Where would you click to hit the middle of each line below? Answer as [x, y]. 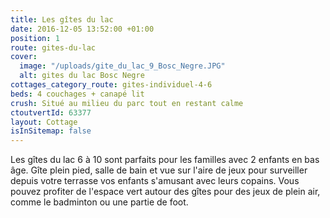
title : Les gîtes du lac [62, 19]
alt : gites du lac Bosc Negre [82, 76]
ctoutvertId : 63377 [51, 112]
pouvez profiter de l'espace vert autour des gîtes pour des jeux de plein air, [165, 192]
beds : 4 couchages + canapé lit [77, 94]
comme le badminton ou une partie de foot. [99, 202]
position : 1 [35, 38]
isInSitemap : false [51, 131]
